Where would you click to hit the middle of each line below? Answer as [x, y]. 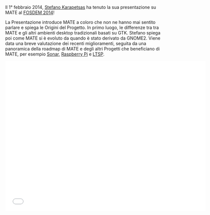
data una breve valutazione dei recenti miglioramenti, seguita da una [76, 43]
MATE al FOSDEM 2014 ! [30, 12]
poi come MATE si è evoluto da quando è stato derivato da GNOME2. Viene [83, 38]
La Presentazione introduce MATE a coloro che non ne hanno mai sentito [80, 22]
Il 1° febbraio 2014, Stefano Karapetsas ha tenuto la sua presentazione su [81, 7]
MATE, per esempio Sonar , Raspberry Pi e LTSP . [55, 54]
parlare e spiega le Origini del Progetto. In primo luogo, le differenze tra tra [82, 27]
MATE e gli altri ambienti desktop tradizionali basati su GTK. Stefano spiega [83, 33]
